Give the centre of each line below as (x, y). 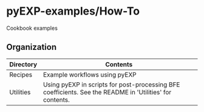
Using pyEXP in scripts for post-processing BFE (111, 85)
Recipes (21, 74)
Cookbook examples (32, 28)
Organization (31, 47)
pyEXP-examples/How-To (73, 11)
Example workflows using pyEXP (90, 74)
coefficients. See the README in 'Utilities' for (107, 92)
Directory (23, 64)
